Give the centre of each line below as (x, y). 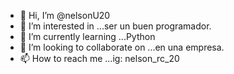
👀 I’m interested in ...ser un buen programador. (115, 26)
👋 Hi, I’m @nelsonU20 (65, 15)
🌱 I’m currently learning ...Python (87, 36)
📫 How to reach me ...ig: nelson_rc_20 (99, 58)
